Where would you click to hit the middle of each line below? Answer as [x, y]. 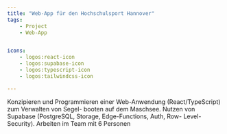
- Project [34, 26]
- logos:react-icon [47, 57]
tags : [15, 20]
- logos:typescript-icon [55, 70]
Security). [21, 123]
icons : [16, 51]
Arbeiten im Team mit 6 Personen [84, 123]
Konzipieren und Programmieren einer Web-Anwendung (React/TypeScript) [114, 102]
